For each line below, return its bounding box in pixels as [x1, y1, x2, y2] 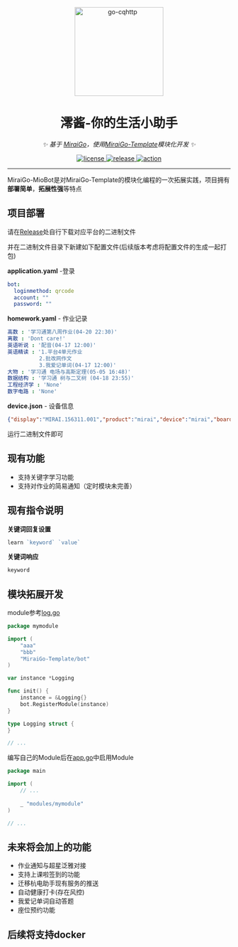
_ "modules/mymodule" [20, 800, 84, 807]
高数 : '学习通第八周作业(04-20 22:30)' [7, 328, 118, 336]
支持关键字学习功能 [17, 473, 74, 481]
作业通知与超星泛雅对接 [17, 861, 86, 870]
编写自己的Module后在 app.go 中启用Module [7, 754, 134, 762]
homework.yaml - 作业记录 [7, 314, 88, 323]
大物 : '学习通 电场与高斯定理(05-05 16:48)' [7, 368, 131, 375]
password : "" [13, 301, 52, 308]
